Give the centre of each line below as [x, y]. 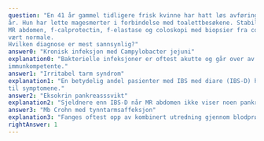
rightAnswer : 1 [33, 125]
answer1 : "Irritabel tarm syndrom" [66, 74]
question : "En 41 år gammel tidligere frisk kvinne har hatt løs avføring [133, 15]
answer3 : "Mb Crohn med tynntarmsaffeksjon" [82, 110]
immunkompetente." [38, 67]
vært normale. [31, 37]
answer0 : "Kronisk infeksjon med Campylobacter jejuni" [101, 52]
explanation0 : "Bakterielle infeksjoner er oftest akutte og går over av [132, 60]
